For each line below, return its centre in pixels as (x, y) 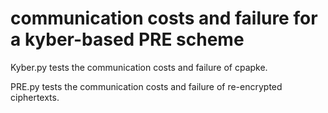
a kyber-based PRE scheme (127, 39)
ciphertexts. (35, 97)
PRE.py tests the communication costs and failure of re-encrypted (146, 86)
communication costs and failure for (164, 18)
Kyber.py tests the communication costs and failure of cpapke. (139, 67)
